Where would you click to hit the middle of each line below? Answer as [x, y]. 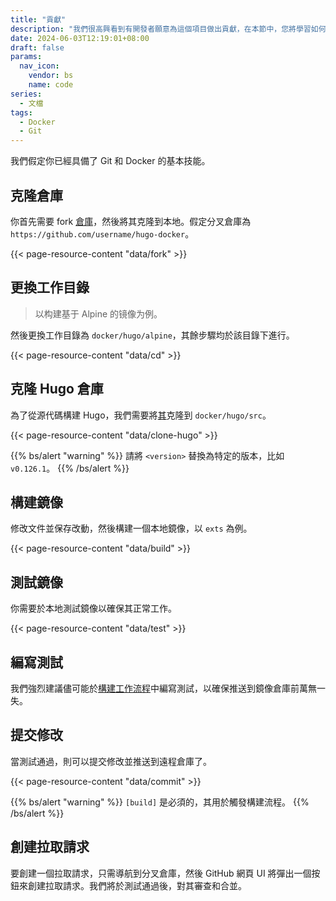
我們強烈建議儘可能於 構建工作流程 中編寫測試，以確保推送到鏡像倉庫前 [155, 688]
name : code [51, 85]
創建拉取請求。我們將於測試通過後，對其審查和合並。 [137, 885]
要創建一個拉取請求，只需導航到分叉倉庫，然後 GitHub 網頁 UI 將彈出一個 [161, 873]
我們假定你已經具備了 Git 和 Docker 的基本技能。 [110, 161]
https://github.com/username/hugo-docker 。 [102, 233]
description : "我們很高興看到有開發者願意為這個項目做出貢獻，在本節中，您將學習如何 [168, 29]
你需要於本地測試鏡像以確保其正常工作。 [93, 608]
